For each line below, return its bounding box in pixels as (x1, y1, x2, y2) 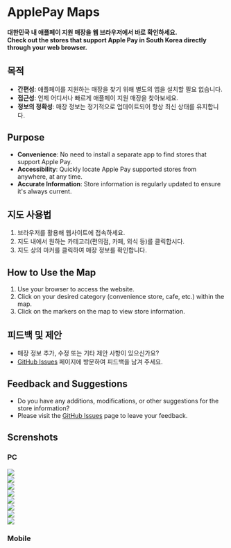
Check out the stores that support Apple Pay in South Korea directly (7, 35, 207, 44)
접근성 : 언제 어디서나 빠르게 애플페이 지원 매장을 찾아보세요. (17, 93, 179, 102)
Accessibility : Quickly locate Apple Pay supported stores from (17, 165, 197, 173)
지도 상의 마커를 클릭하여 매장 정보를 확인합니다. (17, 246, 147, 255)
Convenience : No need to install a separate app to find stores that (17, 150, 207, 159)
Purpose (7, 131, 45, 143)
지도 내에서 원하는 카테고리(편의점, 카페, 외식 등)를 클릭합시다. (17, 237, 185, 245)
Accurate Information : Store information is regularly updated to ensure (17, 179, 221, 188)
